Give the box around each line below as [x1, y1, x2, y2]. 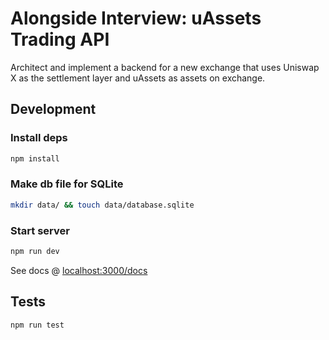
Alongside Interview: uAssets [10, 7, 262, 30]
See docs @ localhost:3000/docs [10, 264, 148, 276]
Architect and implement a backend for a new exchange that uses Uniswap [10, 61, 320, 73]
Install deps [10, 131, 68, 145]
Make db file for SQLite [10, 177, 124, 191]
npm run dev [10, 246, 60, 256]
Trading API [10, 28, 110, 51]
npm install [10, 153, 60, 164]
